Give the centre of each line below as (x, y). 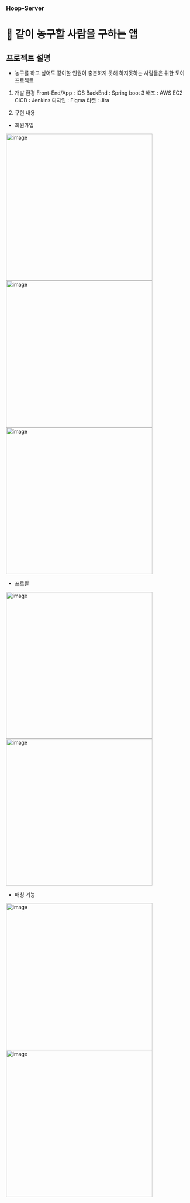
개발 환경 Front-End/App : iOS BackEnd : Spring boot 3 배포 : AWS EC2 (99, 93)
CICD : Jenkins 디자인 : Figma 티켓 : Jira (62, 100)
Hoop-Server (25, 8)
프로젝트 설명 (28, 58)
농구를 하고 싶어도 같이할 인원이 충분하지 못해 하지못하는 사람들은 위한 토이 (100, 73)
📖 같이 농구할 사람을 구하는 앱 (72, 34)
